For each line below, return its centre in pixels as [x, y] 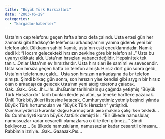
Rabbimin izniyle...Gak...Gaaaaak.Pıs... [44, 131]
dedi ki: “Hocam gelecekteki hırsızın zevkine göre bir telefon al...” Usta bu [80, 53]
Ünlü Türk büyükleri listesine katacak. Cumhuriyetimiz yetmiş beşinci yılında [82, 100]
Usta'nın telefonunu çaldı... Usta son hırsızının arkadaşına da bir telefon [77, 74]
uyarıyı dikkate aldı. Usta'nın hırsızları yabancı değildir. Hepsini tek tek [76, 58]
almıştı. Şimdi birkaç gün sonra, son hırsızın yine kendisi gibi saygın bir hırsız [82, 79]
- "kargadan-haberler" [33, 23]
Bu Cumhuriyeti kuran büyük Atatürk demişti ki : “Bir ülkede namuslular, [77, 115]
